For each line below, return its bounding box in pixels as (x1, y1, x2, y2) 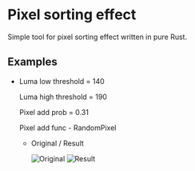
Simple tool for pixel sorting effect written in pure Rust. (7, 32, 188, 42)
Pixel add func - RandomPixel (18, 122, 117, 133)
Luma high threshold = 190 (18, 92, 107, 101)
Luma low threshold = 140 (18, 76, 105, 85)
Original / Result (30, 138, 85, 148)
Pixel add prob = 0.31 (18, 107, 90, 117)
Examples (7, 55, 58, 69)
